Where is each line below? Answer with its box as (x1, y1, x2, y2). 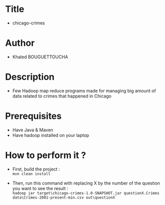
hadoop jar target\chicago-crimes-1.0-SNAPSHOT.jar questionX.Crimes (12, 191, 160, 196)
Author (5, 37, 35, 49)
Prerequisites (5, 110, 62, 121)
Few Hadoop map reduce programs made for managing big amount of (12, 88, 156, 94)
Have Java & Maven (12, 127, 54, 133)
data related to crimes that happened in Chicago (12, 93, 112, 99)
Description (5, 71, 55, 83)
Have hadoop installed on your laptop (12, 132, 89, 138)
